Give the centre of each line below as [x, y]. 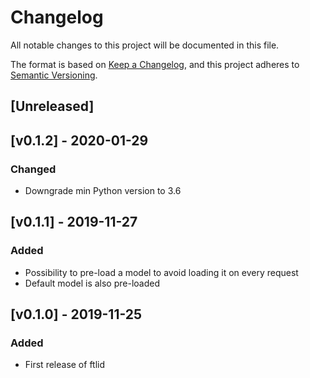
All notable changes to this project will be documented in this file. [145, 45]
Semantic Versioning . [54, 75]
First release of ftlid [65, 365]
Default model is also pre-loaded [92, 283]
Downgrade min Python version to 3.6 [103, 191]
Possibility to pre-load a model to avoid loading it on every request [161, 272]
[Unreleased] [52, 106]
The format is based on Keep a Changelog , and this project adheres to [155, 64]
